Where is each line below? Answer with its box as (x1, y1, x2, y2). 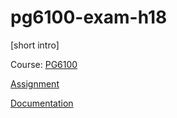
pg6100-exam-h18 (10, 6, 168, 29)
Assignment (10, 77, 60, 90)
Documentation (10, 97, 74, 109)
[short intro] (10, 39, 60, 51)
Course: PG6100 (10, 58, 78, 70)
